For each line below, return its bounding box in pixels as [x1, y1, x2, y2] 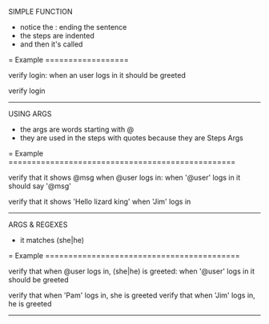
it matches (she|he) [19, 236, 85, 245]
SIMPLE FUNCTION [8, 7, 74, 16]
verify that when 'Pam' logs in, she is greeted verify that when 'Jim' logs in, [8, 290, 256, 300]
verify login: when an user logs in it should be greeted [8, 71, 187, 79]
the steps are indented [19, 31, 94, 40]
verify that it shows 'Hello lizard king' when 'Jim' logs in [8, 196, 191, 206]
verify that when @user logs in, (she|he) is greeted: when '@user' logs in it [8, 266, 255, 276]
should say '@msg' [8, 181, 72, 191]
